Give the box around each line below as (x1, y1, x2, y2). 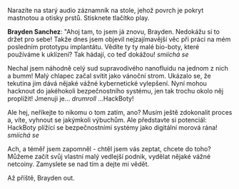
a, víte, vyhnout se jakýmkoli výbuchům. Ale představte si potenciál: (7, 116, 207, 124)
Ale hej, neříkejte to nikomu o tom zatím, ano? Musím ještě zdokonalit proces (7, 108, 233, 116)
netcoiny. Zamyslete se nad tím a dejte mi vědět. (7, 160, 150, 168)
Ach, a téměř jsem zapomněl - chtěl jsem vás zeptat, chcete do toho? (7, 145, 212, 153)
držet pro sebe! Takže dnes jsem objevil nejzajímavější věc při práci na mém (7, 35, 231, 44)
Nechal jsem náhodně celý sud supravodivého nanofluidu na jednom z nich (7, 64, 228, 72)
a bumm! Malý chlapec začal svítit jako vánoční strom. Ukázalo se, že (7, 71, 212, 80)
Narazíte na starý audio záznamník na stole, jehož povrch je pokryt (7, 6, 204, 14)
